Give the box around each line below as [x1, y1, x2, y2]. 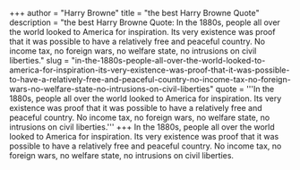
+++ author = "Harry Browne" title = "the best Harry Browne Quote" [9, 8, 260, 18]
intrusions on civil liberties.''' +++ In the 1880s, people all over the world [9, 122, 275, 132]
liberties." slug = [9, 55, 70, 65]
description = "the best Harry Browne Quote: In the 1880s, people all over [9, 17, 280, 28]
